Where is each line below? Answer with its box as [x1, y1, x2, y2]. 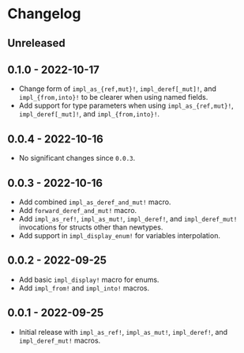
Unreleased [7, 36, 66, 50]
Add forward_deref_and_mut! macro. [18, 206, 137, 215]
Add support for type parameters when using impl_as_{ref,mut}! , [18, 101, 234, 111]
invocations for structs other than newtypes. [18, 222, 163, 232]
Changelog [7, 5, 81, 23]
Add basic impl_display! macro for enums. [18, 275, 160, 284]
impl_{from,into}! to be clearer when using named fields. [18, 93, 208, 102]
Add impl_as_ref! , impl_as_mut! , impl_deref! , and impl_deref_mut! [18, 214, 238, 224]
